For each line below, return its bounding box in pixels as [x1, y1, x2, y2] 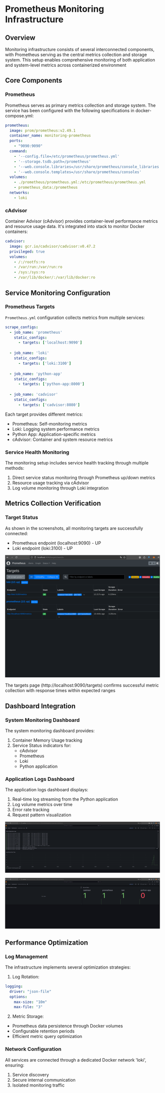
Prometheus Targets [5, 303, 55, 310]
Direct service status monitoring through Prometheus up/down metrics [12, 475, 156, 481]
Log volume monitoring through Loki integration [12, 485, 109, 491]
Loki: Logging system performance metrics [12, 426, 100, 432]
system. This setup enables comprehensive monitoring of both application [5, 57, 156, 62]
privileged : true [9, 249, 45, 254]
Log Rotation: [12, 974, 40, 979]
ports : [9, 139, 23, 144]
